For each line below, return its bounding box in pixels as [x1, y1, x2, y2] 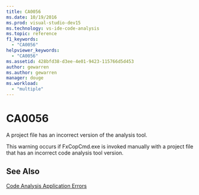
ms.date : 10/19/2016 [6, 14, 58, 20]
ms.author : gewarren [6, 70, 58, 76]
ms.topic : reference [6, 31, 58, 37]
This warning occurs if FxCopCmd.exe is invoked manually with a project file [6, 143, 194, 150]
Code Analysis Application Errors [6, 182, 87, 189]
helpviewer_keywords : [6, 48, 60, 54]
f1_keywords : [6, 36, 39, 42]
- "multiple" [11, 86, 44, 92]
